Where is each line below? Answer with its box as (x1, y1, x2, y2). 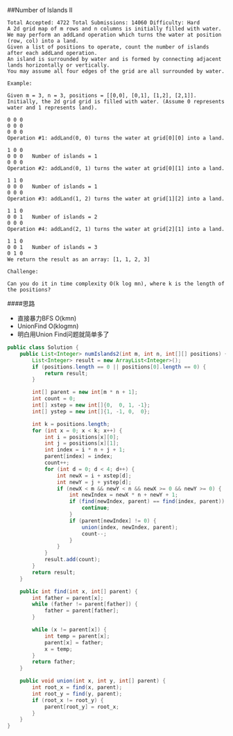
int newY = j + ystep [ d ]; (56, 479, 132, 486)
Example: (7, 80, 33, 87)
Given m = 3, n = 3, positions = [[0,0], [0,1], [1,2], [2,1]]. (7, 92, 197, 99)
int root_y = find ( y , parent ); (32, 690, 123, 697)
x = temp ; (44, 645, 73, 653)
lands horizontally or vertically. (7, 62, 110, 69)
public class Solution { (7, 344, 79, 351)
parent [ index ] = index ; (44, 453, 113, 460)
